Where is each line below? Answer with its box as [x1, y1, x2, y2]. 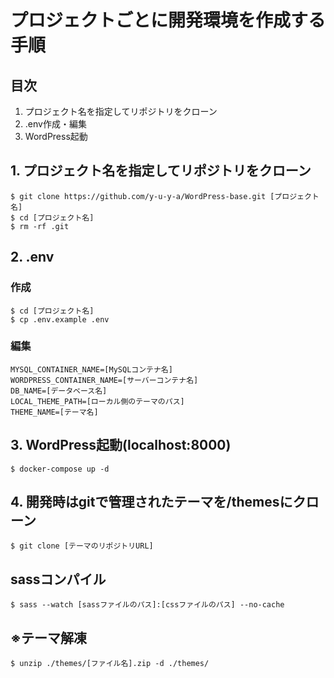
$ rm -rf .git [10, 221, 70, 231]
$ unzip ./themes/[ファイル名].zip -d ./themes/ [10, 659, 210, 669]
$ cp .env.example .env [10, 314, 110, 325]
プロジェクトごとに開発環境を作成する [10, 9, 327, 32]
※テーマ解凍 [10, 629, 87, 646]
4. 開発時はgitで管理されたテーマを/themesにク [10, 494, 307, 510]
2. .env [10, 249, 55, 266]
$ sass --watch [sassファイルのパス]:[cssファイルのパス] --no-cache [10, 600, 285, 610]
